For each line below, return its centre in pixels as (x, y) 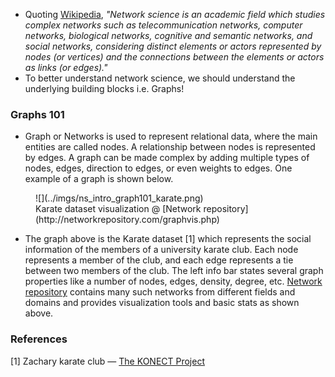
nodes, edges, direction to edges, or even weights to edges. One (158, 168)
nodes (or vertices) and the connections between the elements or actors (174, 57)
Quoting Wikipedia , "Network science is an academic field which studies (175, 14)
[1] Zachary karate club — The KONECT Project (108, 361)
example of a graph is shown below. (99, 179)
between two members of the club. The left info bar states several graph (174, 271)
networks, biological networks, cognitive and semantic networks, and (168, 35)
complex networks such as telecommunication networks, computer (163, 25)
